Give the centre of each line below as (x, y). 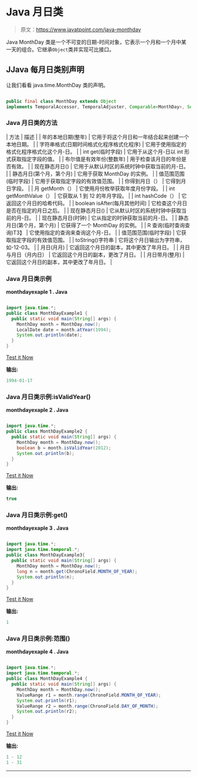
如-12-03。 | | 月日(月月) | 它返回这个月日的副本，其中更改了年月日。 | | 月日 (98, 247)
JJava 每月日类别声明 (45, 70)
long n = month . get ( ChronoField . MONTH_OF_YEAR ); (77, 572)
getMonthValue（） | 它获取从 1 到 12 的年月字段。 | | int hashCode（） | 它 (96, 195)
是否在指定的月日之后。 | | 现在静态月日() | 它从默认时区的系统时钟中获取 (94, 210)
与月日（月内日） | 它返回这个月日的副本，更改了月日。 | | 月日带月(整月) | (95, 254)
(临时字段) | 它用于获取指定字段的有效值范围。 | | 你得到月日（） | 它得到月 (96, 181)
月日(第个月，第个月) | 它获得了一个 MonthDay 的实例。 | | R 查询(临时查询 (96, 225)
